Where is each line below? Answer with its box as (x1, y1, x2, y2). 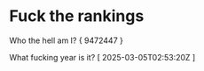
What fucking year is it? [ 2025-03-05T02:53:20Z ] (9, 52, 196, 62)
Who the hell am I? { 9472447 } (9, 35, 124, 46)
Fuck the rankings (9, 6, 145, 26)
